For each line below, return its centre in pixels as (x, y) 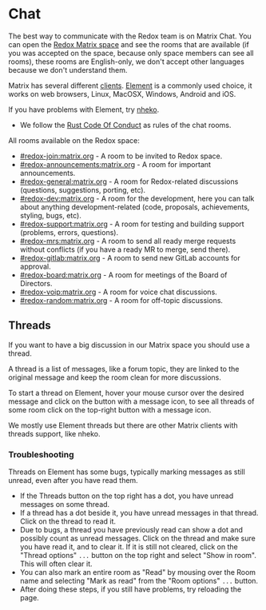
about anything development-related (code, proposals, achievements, (135, 207)
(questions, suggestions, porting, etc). (83, 189)
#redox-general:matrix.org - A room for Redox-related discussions (129, 181)
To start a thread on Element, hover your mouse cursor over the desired (126, 393)
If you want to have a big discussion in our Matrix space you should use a (129, 345)
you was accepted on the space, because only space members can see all (131, 53)
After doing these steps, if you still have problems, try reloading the (131, 589)
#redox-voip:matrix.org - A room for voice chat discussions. (118, 292)
